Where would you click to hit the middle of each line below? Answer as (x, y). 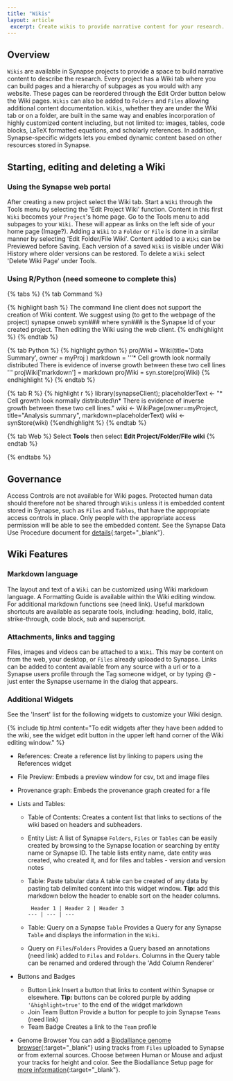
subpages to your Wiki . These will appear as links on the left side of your (111, 224)
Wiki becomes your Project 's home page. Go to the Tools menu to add (108, 217)
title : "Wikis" (29, 14)
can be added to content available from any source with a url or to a (104, 667)
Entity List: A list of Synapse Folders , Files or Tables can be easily (122, 838)
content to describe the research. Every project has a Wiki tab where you (112, 79)
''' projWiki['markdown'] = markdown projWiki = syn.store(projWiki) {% (109, 373)
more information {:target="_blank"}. (69, 1070)
